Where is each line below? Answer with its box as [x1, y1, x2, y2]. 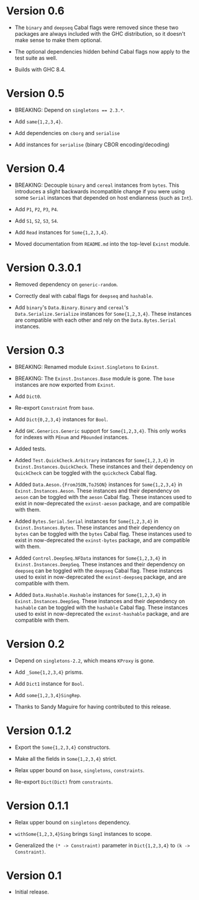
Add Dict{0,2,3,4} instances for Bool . [14, 415, 108, 423]
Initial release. [14, 888, 49, 896]
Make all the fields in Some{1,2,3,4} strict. [14, 755, 117, 762]
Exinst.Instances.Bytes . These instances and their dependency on [14, 523, 180, 531]
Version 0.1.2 [6, 724, 72, 737]
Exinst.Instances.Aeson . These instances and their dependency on [14, 487, 180, 494]
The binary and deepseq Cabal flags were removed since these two [14, 24, 179, 31]
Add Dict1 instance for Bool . [14, 680, 84, 687]
